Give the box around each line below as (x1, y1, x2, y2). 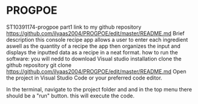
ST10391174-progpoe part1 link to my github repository (6, 23, 142, 30)
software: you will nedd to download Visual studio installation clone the (6, 55, 182, 62)
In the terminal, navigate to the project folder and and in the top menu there (6, 85, 192, 93)
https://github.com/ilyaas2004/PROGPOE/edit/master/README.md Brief (6, 29, 185, 36)
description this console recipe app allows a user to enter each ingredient (6, 36, 188, 43)
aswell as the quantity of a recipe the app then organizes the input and (6, 42, 181, 50)
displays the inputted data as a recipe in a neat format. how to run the (6, 48, 178, 56)
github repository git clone (6, 61, 72, 69)
